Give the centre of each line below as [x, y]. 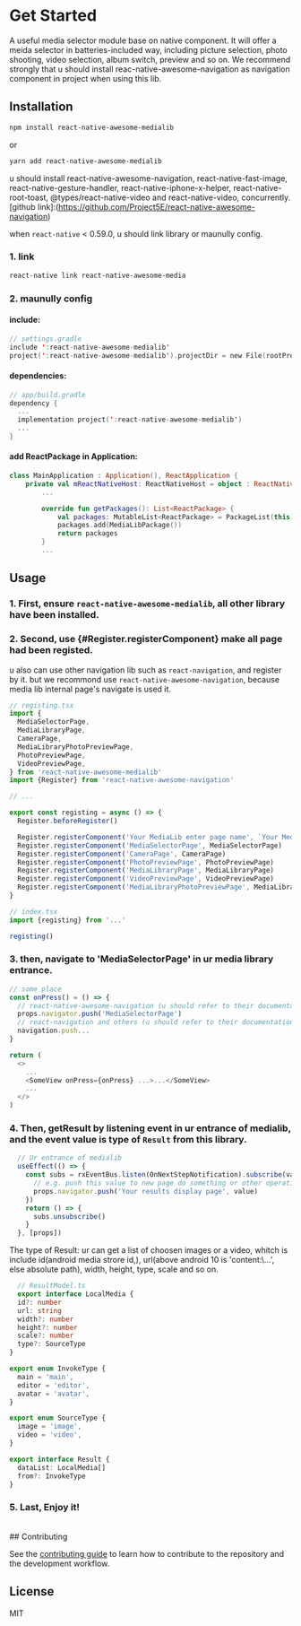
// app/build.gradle [48, 395]
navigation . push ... [54, 1031]
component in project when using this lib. [86, 78]
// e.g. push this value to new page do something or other [147, 1183]
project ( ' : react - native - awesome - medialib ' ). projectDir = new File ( [138, 355]
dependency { [34, 403]
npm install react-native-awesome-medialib [92, 127]
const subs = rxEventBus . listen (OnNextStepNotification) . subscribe [154, 1175]
